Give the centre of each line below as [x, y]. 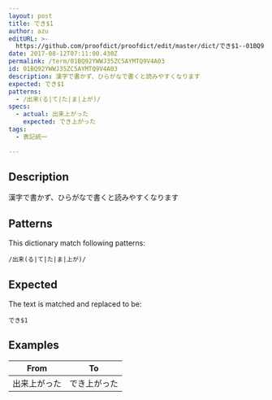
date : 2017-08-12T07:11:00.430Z [63, 54]
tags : [17, 129]
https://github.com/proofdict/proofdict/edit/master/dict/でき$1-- [131, 46]
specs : [19, 107]
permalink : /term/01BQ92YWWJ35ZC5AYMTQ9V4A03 [86, 62]
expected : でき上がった [59, 122]
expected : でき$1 [37, 84]
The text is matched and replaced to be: [75, 304]
